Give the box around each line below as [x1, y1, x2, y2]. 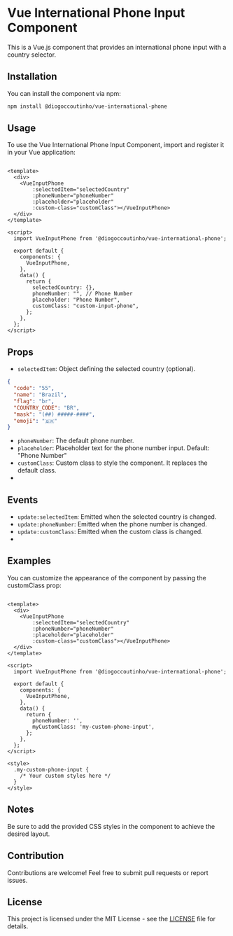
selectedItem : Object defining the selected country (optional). [17, 365, 196, 373]
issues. [7, 876, 28, 884]
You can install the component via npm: [7, 89, 121, 97]
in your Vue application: [7, 148, 76, 157]
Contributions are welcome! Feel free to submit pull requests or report [7, 868, 209, 876]
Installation [7, 71, 57, 83]
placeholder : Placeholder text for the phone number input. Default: [17, 444, 210, 452]
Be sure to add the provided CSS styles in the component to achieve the [7, 822, 216, 830]
